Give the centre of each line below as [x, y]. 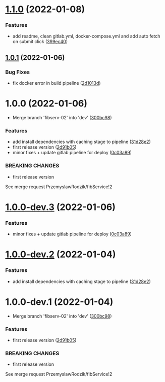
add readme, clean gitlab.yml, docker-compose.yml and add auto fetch [86, 36]
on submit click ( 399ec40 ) [40, 42]
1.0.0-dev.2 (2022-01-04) [61, 254]
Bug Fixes [18, 72]
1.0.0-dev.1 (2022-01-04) [59, 302]
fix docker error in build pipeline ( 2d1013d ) [57, 83]
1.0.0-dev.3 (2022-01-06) [61, 207]
